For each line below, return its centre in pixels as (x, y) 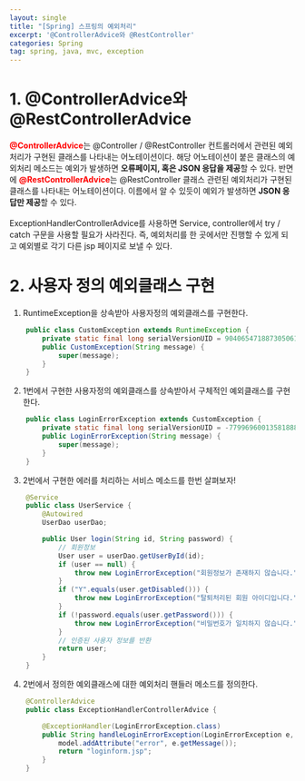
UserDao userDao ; (74, 523)
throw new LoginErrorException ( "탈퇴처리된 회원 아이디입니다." (186, 598)
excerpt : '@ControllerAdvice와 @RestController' (102, 35)
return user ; (82, 649)
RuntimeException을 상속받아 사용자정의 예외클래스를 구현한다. (135, 313)
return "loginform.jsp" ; (105, 751)
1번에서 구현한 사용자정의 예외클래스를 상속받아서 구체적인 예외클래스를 (148, 390)
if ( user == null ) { (97, 564)
